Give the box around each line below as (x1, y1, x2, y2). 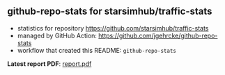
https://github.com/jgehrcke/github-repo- (98, 31, 218, 40)
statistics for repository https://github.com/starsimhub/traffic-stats (17, 24, 209, 32)
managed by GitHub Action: (17, 31, 98, 40)
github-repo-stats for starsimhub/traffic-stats (7, 6, 212, 17)
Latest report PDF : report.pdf (7, 59, 92, 68)
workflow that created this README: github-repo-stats (17, 46, 176, 54)
